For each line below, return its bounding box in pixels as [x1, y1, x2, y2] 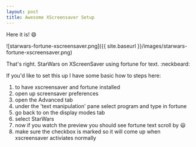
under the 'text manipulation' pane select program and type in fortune [14, 102, 187, 109]
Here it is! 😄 [6, 30, 37, 38]
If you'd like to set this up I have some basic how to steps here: [6, 72, 161, 79]
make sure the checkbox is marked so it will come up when [14, 128, 161, 135]
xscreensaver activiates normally [14, 134, 97, 141]
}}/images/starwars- [137, 42, 188, 50]
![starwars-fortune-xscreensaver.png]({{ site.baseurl [6, 42, 136, 50]
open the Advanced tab [14, 96, 73, 103]
